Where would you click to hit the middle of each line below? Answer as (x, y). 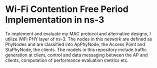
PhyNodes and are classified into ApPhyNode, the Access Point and (75, 44)
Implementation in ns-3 (55, 20)
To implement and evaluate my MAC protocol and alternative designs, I (78, 33)
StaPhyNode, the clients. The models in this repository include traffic (76, 49)
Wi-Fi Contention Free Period (67, 9)
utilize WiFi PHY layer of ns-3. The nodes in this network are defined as (79, 39)
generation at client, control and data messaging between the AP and (76, 55)
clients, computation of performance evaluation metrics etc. (67, 60)
